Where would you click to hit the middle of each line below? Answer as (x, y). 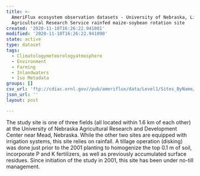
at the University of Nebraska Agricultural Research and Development (92, 128)
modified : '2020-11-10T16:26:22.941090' (57, 34)
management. (23, 166)
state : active (24, 39)
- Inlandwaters (30, 73)
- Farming (24, 67)
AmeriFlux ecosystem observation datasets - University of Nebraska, (99, 17)
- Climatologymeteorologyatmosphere (57, 56)
